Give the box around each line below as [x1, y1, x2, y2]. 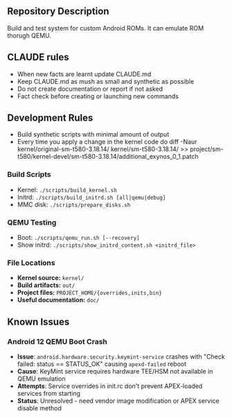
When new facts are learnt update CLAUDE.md [17, 69, 152, 78]
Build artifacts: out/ [17, 281, 75, 290]
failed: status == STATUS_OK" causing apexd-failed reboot [17, 360, 187, 368]
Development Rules [7, 112, 93, 124]
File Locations [7, 258, 55, 268]
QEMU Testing [7, 218, 57, 227]
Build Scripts [7, 170, 51, 180]
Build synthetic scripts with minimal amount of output [17, 130, 170, 139]
